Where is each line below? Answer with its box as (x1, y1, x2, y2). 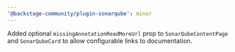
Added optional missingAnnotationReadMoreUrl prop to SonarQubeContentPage (7, 29, 229, 37)
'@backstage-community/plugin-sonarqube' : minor (7, 10, 152, 17)
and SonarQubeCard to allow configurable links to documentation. (7, 36, 193, 45)
